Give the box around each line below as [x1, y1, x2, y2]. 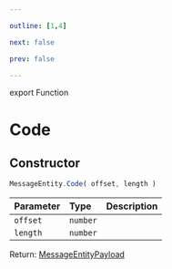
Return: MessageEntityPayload [9, 249, 126, 260]
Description [106, 200, 158, 212]
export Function [9, 88, 69, 98]
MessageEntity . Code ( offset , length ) [9, 180, 157, 189]
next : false [9, 37, 55, 47]
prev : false [9, 54, 55, 64]
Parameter [14, 200, 61, 212]
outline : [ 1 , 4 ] [9, 21, 67, 30]
